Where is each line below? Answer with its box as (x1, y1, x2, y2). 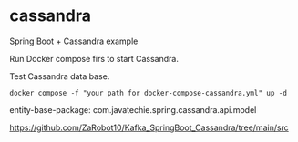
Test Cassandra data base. (9, 70, 110, 82)
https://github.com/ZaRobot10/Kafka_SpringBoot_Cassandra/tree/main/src (9, 122, 289, 133)
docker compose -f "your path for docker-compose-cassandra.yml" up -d (9, 88, 287, 97)
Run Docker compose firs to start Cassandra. (9, 53, 180, 64)
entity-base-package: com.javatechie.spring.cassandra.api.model (9, 104, 257, 115)
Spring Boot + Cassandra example (9, 35, 139, 46)
